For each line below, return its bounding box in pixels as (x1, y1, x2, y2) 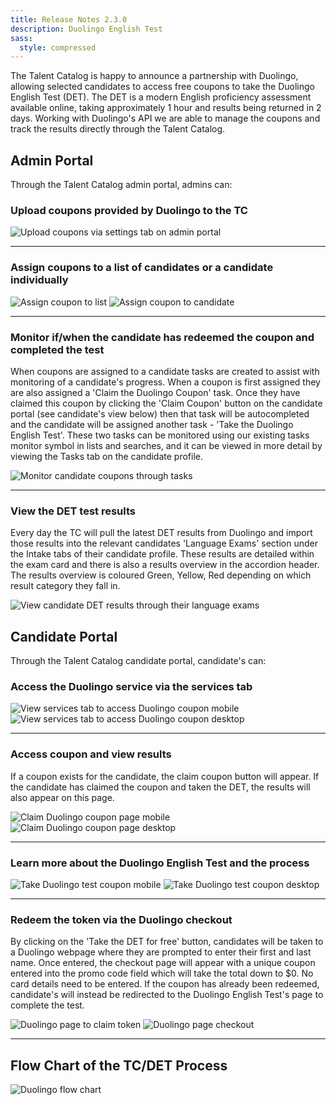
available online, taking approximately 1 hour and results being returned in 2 (10, 102, 322, 114)
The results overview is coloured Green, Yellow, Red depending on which (10, 569, 312, 581)
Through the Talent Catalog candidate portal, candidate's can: (10, 655, 267, 667)
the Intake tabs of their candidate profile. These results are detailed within (10, 548, 315, 560)
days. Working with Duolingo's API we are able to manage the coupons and (10, 112, 321, 125)
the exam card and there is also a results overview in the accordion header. (10, 559, 320, 571)
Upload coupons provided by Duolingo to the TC (10, 203, 248, 217)
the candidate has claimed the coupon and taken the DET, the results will (10, 781, 311, 793)
